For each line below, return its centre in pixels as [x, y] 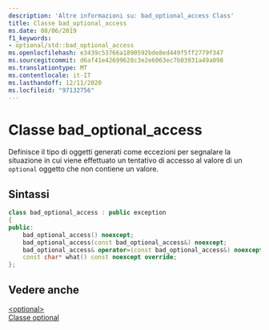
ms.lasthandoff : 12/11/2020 [55, 82]
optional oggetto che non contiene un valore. [83, 169]
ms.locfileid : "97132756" [51, 90]
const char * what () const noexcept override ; [100, 257]
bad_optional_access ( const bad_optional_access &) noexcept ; [125, 242]
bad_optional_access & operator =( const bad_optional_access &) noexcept [143, 250]
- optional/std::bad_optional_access [71, 46]
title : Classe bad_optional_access [68, 23]
